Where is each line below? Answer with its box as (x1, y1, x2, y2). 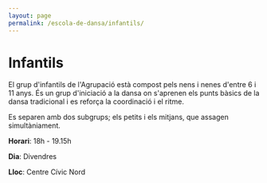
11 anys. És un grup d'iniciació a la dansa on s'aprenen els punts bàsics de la (8, 89, 260, 98)
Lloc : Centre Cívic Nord (8, 167, 86, 177)
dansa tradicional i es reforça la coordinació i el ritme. (8, 97, 185, 106)
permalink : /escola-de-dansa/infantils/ (8, 19, 145, 27)
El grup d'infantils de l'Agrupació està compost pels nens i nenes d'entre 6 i (8, 80, 257, 90)
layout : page (8, 11, 52, 20)
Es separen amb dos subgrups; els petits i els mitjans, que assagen (8, 113, 229, 122)
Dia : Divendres (8, 152, 57, 161)
